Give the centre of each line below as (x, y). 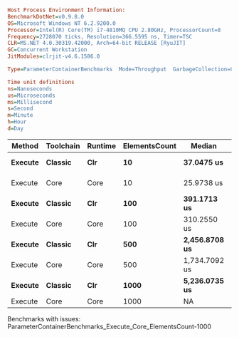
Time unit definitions (41, 82)
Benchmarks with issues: (44, 318)
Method (25, 145)
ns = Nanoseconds (30, 89)
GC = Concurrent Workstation (47, 50)
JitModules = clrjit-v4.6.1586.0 (54, 57)
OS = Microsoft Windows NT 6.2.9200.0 (62, 23)
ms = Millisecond (30, 102)
